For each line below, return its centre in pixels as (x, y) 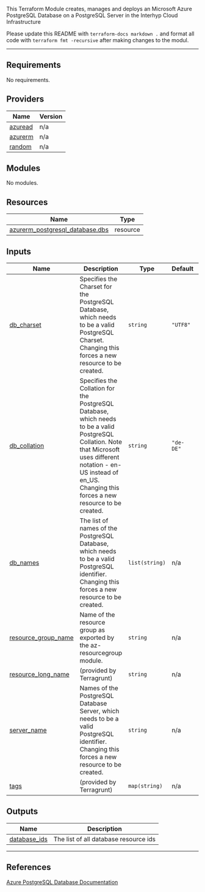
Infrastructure (23, 22)
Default (183, 269)
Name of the (97, 615)
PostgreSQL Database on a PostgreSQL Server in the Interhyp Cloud (92, 15)
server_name (28, 730)
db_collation (27, 446)
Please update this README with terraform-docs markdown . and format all (100, 34)
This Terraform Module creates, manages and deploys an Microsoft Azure (99, 9)
